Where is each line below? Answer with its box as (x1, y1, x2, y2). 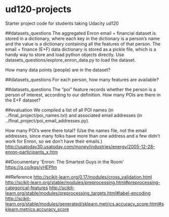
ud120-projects (5, 4, 72, 15)
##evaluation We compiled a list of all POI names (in (5, 107, 114, 113)
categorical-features (5, 185, 48, 191)
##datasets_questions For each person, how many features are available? (5, 76, 159, 82)
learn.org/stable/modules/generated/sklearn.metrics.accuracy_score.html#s (5, 201, 164, 207)
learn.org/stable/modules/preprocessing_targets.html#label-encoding (5, 190, 151, 196)
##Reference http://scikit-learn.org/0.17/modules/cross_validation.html (5, 173, 152, 180)
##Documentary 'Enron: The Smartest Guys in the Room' (5, 158, 124, 165)
